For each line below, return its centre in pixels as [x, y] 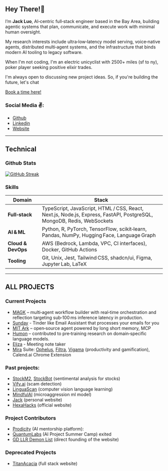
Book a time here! [23, 92]
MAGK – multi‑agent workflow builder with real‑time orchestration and [84, 312]
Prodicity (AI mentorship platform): [48, 429]
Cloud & [17, 243]
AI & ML [17, 232]
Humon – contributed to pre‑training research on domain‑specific [79, 333]
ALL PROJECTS [30, 287]
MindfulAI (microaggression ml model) [52, 394]
